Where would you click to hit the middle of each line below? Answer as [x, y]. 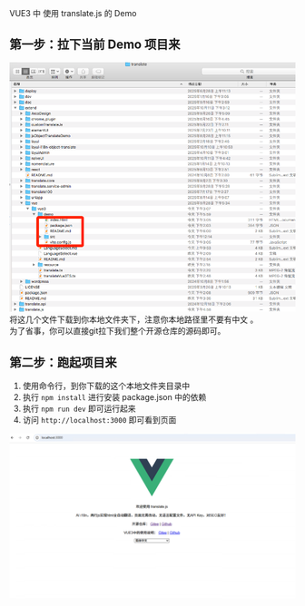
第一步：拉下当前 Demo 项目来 [95, 45]
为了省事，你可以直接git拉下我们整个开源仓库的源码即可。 [118, 331]
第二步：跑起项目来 [63, 362]
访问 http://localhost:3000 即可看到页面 [99, 420]
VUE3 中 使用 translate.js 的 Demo [73, 13]
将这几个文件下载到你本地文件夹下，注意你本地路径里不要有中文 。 [134, 319]
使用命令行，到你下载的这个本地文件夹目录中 [106, 386]
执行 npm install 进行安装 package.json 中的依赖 [114, 397]
